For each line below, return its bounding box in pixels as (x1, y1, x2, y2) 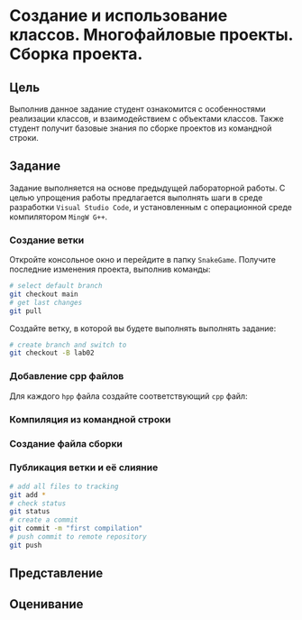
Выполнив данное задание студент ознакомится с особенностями (9, 104, 266, 114)
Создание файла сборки (9, 437, 124, 449)
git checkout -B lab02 (9, 348, 95, 357)
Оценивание (9, 597, 84, 612)
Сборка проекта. (9, 44, 143, 64)
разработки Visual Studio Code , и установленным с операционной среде (9, 201, 293, 212)
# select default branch (9, 282, 103, 291)
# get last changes (9, 298, 83, 307)
